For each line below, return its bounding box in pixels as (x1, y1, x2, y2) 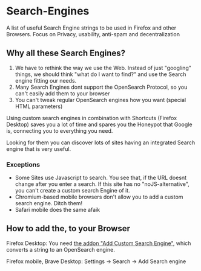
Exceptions (6, 160, 41, 168)
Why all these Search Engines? (6, 48, 126, 59)
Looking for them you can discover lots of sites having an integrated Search (6, 139, 196, 146)
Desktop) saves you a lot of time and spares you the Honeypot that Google (6, 121, 193, 128)
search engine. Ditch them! (15, 200, 83, 207)
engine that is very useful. (6, 145, 71, 152)
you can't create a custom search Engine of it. (15, 187, 130, 194)
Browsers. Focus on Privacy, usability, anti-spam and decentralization (6, 30, 180, 37)
